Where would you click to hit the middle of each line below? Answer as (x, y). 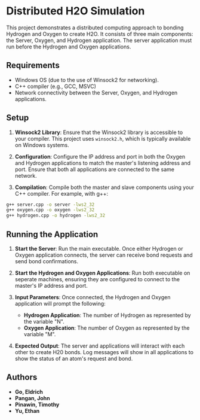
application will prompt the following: (60, 304)
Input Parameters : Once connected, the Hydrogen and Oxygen (93, 297)
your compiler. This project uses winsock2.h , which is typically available (103, 138)
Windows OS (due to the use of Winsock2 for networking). (87, 80)
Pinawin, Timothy (37, 404)
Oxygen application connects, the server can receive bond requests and (104, 255)
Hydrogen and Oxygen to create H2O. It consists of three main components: (100, 34)
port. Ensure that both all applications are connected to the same (95, 169)
